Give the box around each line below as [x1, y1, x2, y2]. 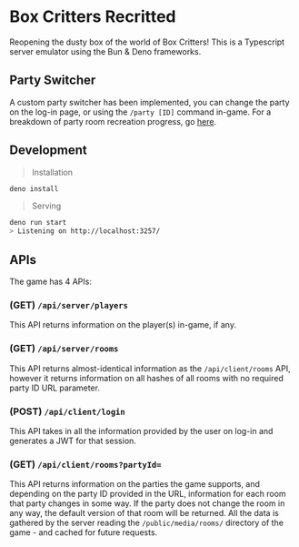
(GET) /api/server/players [9, 299, 129, 311]
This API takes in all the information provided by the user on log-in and [9, 425, 274, 436]
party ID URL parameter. [9, 382, 100, 393]
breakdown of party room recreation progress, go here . [9, 116, 216, 127]
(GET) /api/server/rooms [9, 342, 119, 355]
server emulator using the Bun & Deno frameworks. [9, 46, 202, 56]
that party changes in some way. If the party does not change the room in [9, 498, 285, 509]
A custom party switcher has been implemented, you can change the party [9, 96, 290, 107]
